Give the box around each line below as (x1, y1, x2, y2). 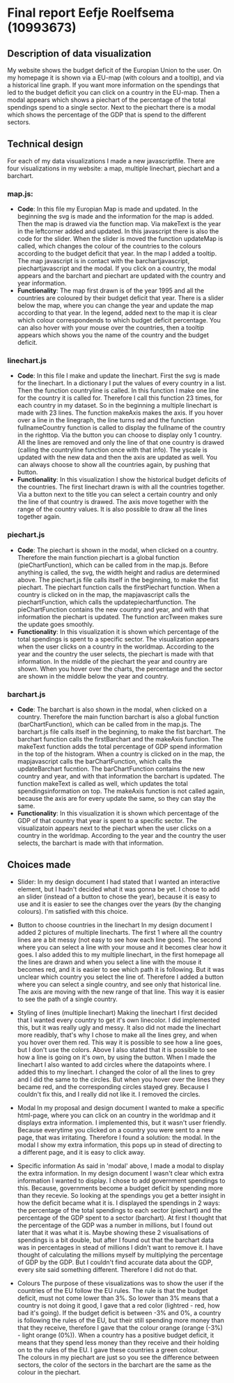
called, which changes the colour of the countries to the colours (17, 242, 201, 251)
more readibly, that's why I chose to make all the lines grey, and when (17, 1030, 218, 1039)
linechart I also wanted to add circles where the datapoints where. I (17, 1060, 210, 1069)
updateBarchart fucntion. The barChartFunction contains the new (17, 764, 205, 773)
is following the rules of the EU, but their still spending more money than (17, 1316, 225, 1324)
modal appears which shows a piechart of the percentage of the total (7, 96, 206, 104)
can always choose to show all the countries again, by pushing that (17, 461, 210, 469)
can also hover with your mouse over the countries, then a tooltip (17, 323, 205, 332)
